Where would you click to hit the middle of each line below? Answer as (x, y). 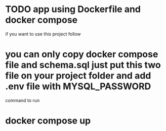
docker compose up (48, 121)
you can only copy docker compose (82, 54)
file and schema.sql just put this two (83, 65)
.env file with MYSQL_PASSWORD (78, 86)
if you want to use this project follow (43, 34)
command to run (23, 100)
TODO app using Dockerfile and (73, 9)
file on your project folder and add (78, 76)
